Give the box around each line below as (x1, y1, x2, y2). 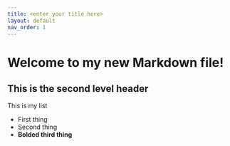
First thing (17, 115, 48, 124)
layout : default (7, 17, 56, 24)
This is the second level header (7, 83, 149, 95)
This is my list (7, 101, 48, 110)
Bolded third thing (17, 130, 73, 139)
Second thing (17, 122, 58, 132)
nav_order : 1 (7, 24, 46, 31)
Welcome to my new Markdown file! (7, 54, 224, 71)
